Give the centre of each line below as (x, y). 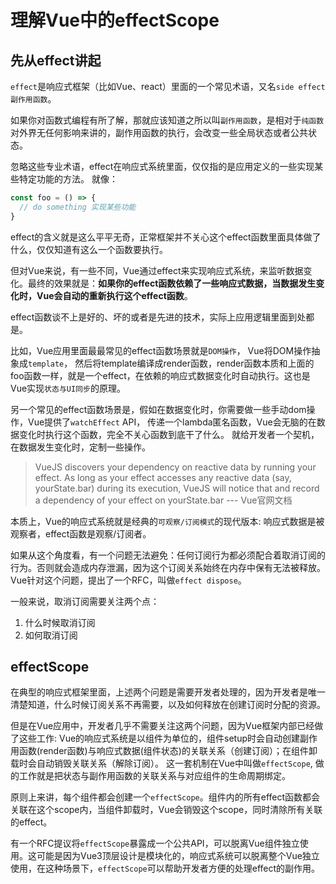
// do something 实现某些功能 (78, 207)
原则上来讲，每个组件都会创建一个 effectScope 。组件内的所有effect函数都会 (165, 797)
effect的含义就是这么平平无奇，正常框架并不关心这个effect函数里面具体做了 (166, 237)
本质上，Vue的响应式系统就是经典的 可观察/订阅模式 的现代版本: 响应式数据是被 (167, 521)
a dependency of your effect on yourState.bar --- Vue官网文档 (163, 500)
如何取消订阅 (51, 635)
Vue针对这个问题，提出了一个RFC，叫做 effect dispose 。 (128, 580)
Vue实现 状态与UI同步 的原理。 (68, 388)
